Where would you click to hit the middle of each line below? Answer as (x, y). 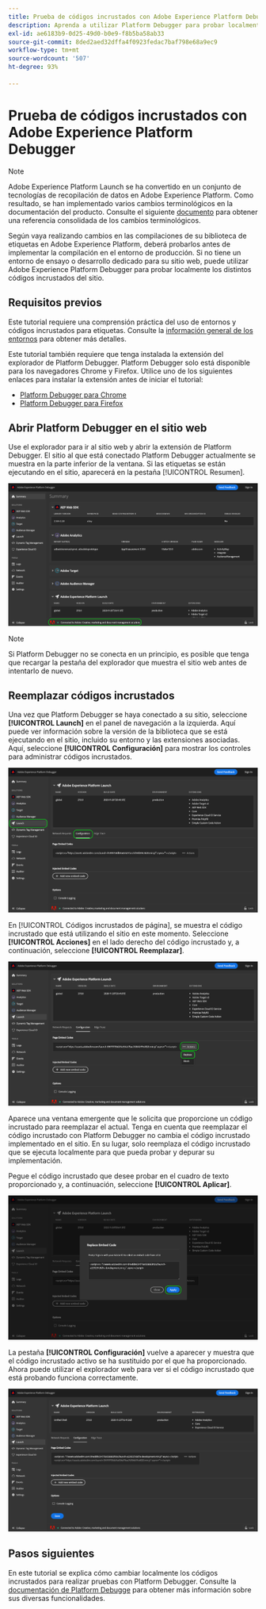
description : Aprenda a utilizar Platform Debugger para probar (116, 25)
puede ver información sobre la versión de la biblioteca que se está (118, 732)
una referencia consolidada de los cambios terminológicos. (104, 220)
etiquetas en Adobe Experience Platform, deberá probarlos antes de (120, 244)
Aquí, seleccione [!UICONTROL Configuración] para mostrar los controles (129, 749)
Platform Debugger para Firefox (71, 403)
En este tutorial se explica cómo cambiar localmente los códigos (113, 1573)
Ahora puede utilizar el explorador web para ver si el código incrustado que (131, 1369)
